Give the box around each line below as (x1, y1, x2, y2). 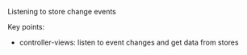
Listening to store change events (7, 7, 116, 16)
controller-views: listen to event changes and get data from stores (19, 37, 239, 47)
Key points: (7, 22, 45, 31)
